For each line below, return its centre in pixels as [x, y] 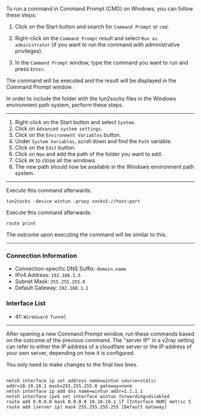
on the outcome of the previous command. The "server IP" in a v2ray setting [100, 340]
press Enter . [30, 69]
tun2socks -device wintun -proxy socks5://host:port [73, 201]
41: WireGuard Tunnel [41, 316]
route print [21, 224]
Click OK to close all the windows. [56, 160]
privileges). [29, 51]
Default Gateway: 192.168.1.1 [51, 288]
